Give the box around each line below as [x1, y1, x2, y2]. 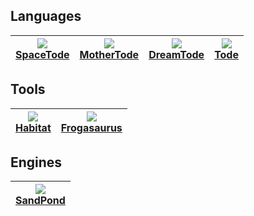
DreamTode [148, 47, 205, 61]
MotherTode [79, 47, 140, 61]
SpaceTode [15, 47, 70, 61]
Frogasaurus [60, 120, 123, 134]
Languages [10, 8, 82, 25]
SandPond [15, 194, 66, 208]
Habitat [15, 120, 52, 134]
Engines [10, 154, 63, 171]
